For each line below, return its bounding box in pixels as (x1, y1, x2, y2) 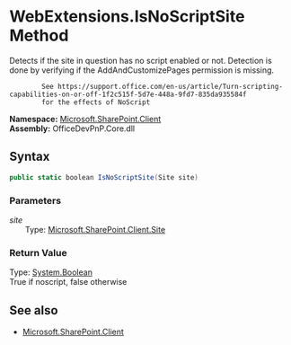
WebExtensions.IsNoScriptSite (9, 6, 245, 27)
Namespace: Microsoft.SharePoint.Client (9, 113, 162, 124)
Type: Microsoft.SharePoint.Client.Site (25, 224, 166, 234)
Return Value (9, 246, 67, 259)
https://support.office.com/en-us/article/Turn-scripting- (57, 82, 283, 91)
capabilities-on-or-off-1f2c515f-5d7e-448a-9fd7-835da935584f (9, 90, 247, 99)
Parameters (9, 194, 61, 207)
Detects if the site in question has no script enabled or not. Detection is (9, 55, 272, 66)
